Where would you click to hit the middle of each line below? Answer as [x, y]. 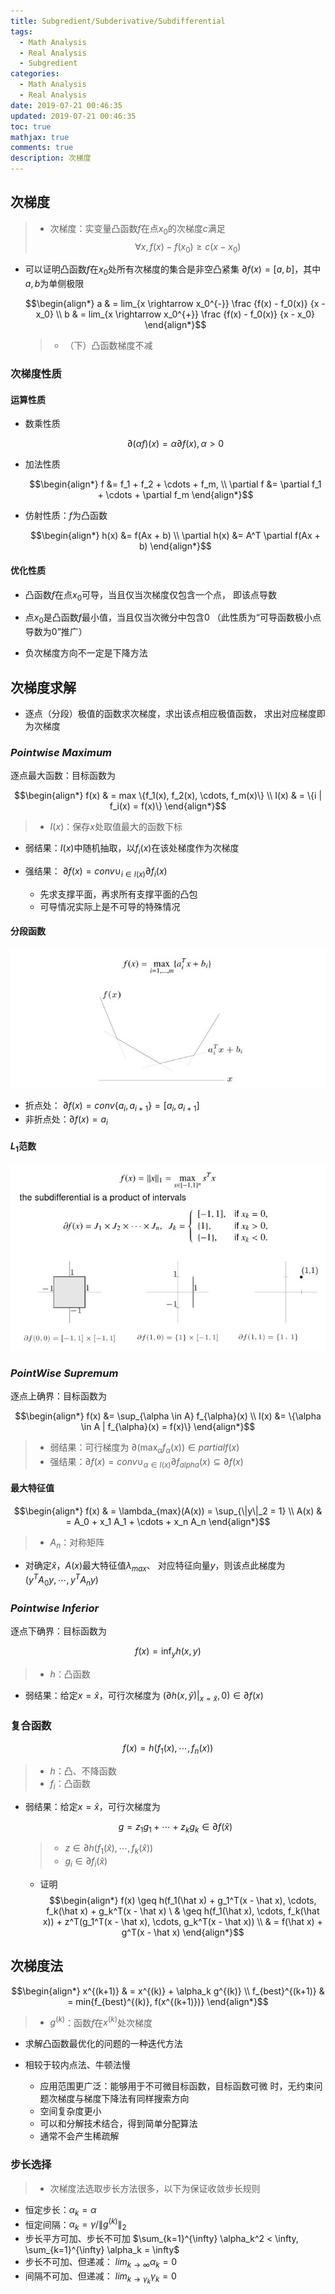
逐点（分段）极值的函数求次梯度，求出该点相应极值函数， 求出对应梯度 [170, 713]
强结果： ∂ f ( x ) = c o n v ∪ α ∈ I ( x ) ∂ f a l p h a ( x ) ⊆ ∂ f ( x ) [146, 1462]
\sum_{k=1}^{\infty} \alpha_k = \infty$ [102, 2250]
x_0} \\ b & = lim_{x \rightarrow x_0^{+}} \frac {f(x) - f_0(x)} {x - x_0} [175, 314]
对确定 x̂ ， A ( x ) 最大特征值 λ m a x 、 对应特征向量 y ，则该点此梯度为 [155, 1566]
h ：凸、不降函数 [83, 1771]
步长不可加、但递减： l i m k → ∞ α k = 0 [101, 2263]
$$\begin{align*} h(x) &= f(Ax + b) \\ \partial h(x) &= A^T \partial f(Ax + [175, 536]
